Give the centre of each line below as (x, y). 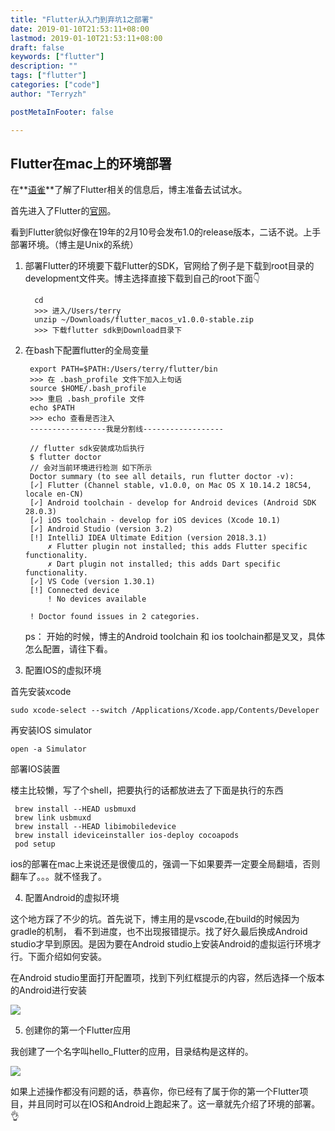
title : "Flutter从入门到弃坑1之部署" (82, 19)
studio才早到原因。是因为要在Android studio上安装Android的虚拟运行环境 (161, 944)
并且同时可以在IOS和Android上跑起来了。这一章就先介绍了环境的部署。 (174, 1104)
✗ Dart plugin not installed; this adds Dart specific (164, 564)
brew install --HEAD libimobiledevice (95, 827)
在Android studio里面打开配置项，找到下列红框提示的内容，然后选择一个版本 (167, 978)
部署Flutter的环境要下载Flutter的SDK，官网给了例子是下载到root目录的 (169, 266)
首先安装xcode (41, 692)
